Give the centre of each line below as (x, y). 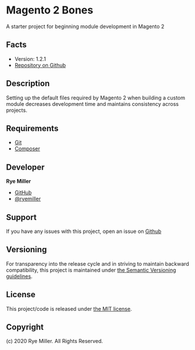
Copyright (25, 327)
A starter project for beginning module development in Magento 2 (85, 26)
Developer (25, 167)
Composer (27, 149)
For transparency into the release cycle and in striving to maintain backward (97, 263)
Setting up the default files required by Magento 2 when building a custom (96, 98)
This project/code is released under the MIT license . (69, 308)
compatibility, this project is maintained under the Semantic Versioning (91, 270)
